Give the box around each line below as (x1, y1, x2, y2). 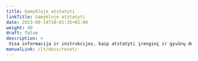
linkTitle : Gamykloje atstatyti (6, 14, 85, 20)
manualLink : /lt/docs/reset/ (6, 46, 78, 52)
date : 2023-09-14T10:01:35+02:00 (6, 19, 88, 25)
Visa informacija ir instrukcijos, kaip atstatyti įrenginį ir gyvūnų (8, 41, 186, 47)
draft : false (6, 30, 38, 36)
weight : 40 (6, 24, 33, 31)
